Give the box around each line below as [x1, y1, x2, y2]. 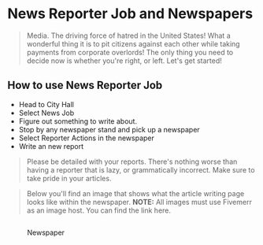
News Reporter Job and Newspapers [7, 5, 254, 23]
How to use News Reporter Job [7, 79, 163, 92]
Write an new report [18, 141, 84, 150]
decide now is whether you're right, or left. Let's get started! [26, 56, 222, 65]
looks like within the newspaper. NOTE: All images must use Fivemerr [26, 197, 253, 206]
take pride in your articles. [26, 173, 112, 183]
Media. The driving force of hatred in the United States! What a [26, 31, 232, 40]
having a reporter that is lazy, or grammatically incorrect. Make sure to [26, 165, 255, 174]
